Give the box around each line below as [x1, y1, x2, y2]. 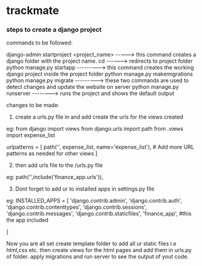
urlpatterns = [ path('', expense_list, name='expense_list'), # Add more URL [6, 144, 195, 151]
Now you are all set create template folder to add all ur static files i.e [6, 240, 177, 247]
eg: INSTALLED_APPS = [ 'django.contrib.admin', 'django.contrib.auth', [6, 197, 183, 205]
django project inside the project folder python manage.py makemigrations [6, 71, 193, 78]
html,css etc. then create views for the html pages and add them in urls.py [6, 247, 192, 254]
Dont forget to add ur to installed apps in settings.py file [15, 185, 155, 192]
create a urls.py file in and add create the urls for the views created [15, 113, 184, 121]
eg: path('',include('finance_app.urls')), [6, 173, 104, 181]
